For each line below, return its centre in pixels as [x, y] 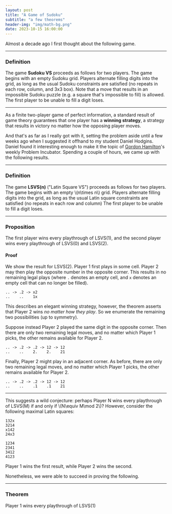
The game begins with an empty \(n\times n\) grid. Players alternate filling [83, 192]
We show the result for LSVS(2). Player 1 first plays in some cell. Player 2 [82, 267]
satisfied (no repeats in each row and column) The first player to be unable [84, 203]
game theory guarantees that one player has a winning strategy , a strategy [85, 121]
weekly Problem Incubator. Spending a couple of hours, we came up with [82, 152]
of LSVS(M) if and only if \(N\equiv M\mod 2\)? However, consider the [79, 406]
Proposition [20, 227]
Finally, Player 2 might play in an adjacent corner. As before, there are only [84, 362]
